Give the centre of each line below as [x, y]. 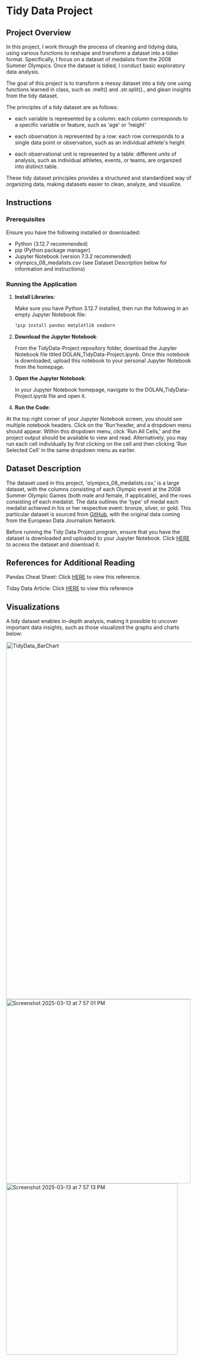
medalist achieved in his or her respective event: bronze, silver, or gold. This [99, 508]
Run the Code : [32, 407]
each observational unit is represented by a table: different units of [95, 154]
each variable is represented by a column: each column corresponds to [101, 118]
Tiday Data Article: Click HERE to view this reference [70, 588]
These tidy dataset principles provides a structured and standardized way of [99, 178]
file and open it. [67, 396]
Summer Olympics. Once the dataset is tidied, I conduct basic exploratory [96, 65]
